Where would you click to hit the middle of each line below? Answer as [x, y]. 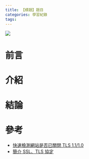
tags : [11, 19]
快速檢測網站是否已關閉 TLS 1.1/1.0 [48, 145]
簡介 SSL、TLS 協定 [33, 151]
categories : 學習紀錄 [26, 15]
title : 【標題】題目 [24, 10]
